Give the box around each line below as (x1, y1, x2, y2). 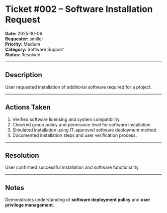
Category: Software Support (5, 46, 64, 52)
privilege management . (5, 202, 55, 208)
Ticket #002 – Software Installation (5, 3, 153, 15)
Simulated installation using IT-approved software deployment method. (12, 127, 158, 133)
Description (5, 71, 42, 79)
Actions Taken (5, 103, 51, 111)
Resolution (5, 151, 39, 160)
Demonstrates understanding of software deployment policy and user (5, 197, 151, 203)
